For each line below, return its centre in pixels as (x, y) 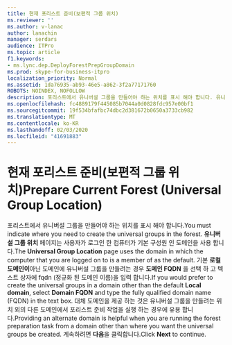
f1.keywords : (26, 59)
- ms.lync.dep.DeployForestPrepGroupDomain (71, 65)
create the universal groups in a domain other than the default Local (104, 285)
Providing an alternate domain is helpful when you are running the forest (117, 318)
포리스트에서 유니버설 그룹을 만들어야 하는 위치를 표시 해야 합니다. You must (109, 226)
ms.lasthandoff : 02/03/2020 (48, 130)
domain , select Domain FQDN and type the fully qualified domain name (109, 293)
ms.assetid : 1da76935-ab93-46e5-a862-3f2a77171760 (82, 85)
